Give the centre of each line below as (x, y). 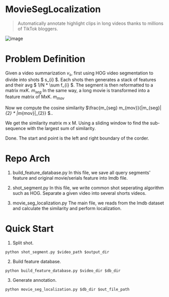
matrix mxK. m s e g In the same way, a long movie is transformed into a (77, 91)
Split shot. (23, 243)
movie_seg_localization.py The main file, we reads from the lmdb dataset (88, 203)
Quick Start (30, 229)
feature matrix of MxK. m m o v (35, 97)
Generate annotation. (35, 280)
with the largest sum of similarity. (61, 129)
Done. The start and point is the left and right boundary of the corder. (77, 138)
